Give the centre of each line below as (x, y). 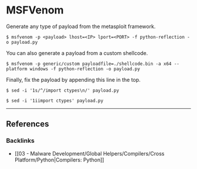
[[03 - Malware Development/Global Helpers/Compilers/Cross (89, 153)
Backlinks (21, 141)
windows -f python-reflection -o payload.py (85, 69)
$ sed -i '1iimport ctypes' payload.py (55, 101)
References (28, 124)
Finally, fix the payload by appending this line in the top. (73, 80)
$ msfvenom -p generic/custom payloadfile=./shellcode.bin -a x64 (89, 64)
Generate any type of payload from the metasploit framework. (81, 26)
